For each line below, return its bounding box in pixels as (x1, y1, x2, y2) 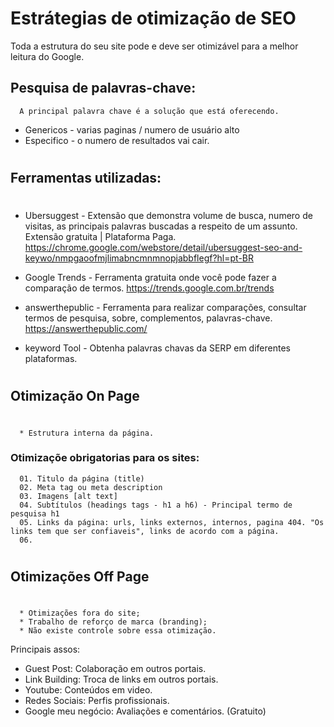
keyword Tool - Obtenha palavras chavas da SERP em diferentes (24, 342, 291, 354)
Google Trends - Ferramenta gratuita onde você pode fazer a (24, 272, 277, 284)
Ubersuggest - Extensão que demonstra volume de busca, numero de (24, 210, 313, 222)
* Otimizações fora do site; (19, 608, 141, 619)
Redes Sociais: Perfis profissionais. (24, 695, 170, 707)
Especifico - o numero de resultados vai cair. (24, 134, 210, 146)
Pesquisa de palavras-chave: (10, 80, 197, 97)
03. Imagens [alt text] (19, 491, 118, 501)
